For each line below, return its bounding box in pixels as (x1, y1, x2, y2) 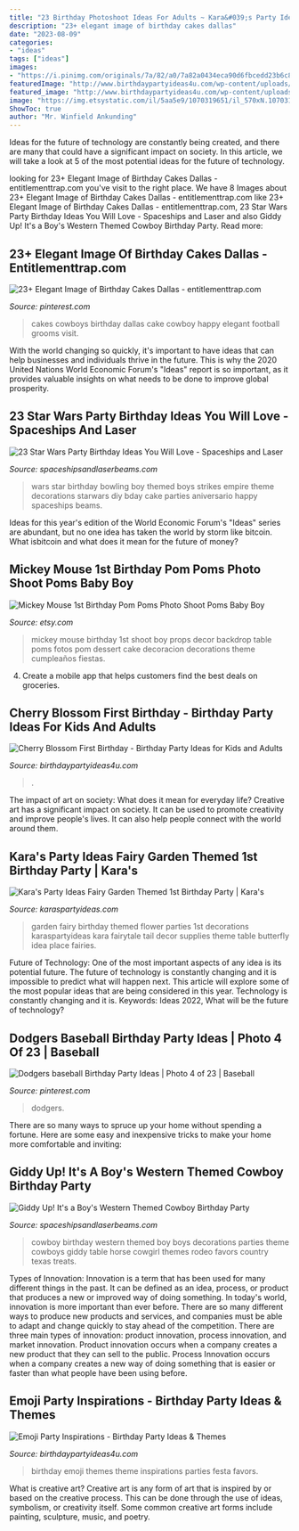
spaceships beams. (30, 500, 103, 511)
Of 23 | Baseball (9, 1044, 100, 1060)
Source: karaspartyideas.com (9, 904, 118, 914)
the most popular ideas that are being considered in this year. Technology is (9, 986, 287, 996)
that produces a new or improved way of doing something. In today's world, (9, 1291, 287, 1302)
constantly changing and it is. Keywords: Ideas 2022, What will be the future (9, 995, 289, 1006)
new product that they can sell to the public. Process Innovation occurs (9, 1348, 271, 1359)
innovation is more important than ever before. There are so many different (9, 1301, 283, 1312)
